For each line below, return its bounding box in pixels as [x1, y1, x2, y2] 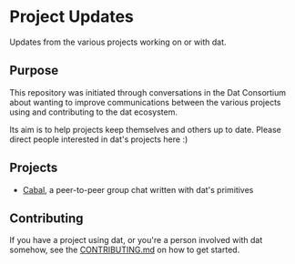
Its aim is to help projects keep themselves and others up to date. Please [9, 124, 282, 135]
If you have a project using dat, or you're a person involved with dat [9, 235, 263, 246]
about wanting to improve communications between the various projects [9, 96, 281, 107]
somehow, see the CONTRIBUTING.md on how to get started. [9, 244, 240, 256]
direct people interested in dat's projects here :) [9, 134, 188, 145]
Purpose [9, 63, 59, 78]
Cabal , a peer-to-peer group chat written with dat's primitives [22, 184, 254, 195]
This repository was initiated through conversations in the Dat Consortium [9, 86, 287, 97]
